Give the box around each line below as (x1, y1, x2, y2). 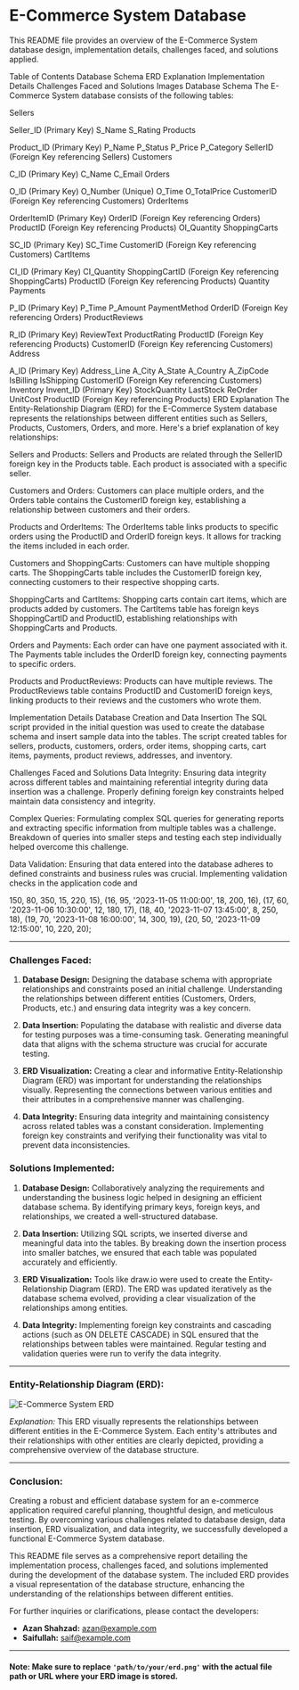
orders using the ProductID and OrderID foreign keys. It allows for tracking (9, 531, 282, 541)
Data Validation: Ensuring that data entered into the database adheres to (9, 858, 274, 870)
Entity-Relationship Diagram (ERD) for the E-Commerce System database (9, 403, 278, 414)
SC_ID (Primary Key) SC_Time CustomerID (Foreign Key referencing (9, 239, 256, 250)
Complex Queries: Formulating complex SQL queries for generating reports (9, 812, 285, 823)
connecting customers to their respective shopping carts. (9, 576, 220, 587)
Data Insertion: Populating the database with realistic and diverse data (21, 1020, 282, 1031)
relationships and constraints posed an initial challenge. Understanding (21, 984, 283, 994)
